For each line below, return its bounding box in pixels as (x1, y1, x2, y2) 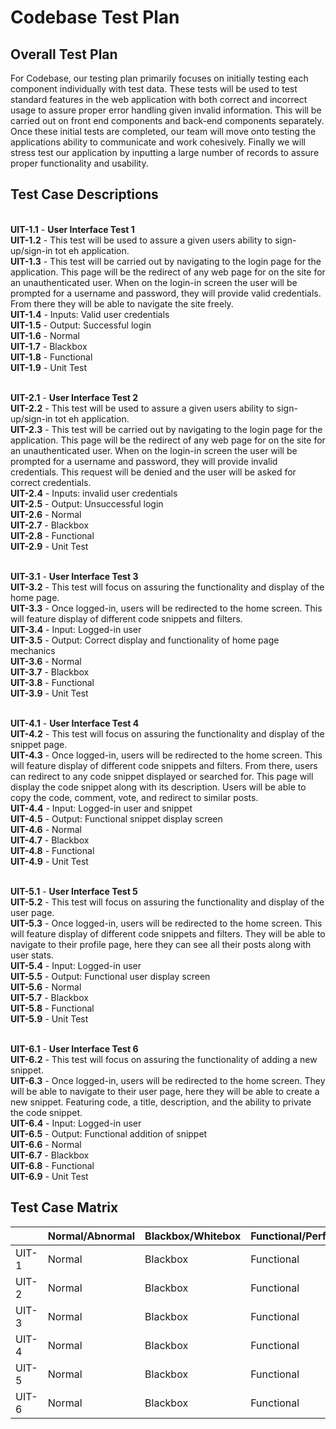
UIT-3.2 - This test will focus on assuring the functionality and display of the (10, 581, 325, 593)
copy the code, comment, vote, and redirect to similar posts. (10, 791, 259, 803)
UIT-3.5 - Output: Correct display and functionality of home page (10, 634, 280, 646)
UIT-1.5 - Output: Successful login (10, 319, 152, 331)
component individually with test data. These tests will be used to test (10, 83, 298, 95)
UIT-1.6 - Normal (10, 329, 80, 341)
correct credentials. (10, 476, 92, 488)
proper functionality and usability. (10, 157, 149, 169)
